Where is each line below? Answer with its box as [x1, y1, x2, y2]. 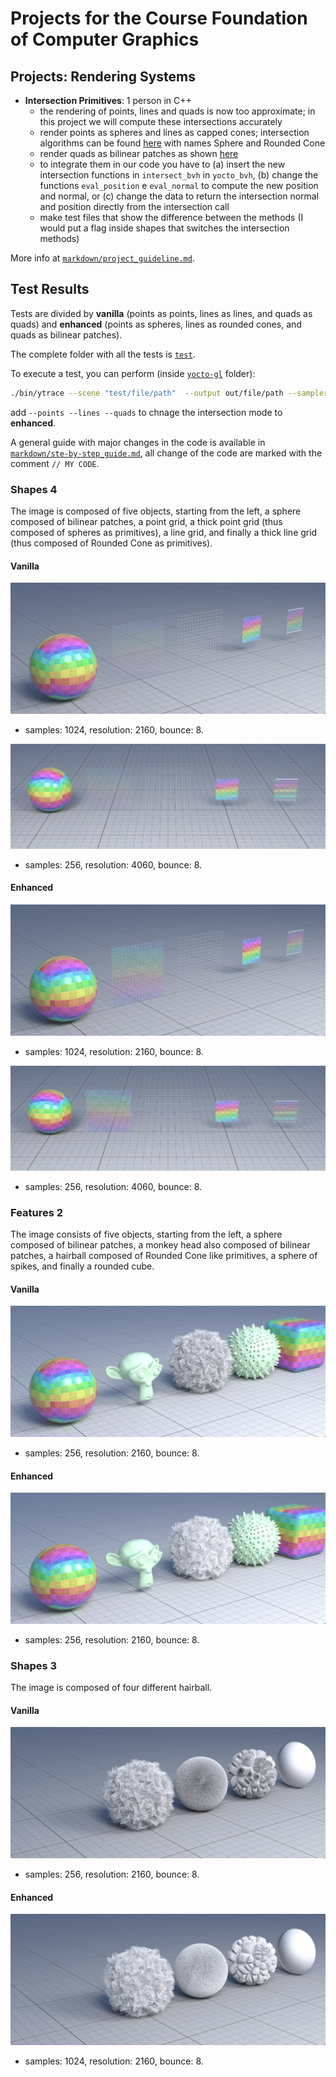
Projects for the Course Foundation [10, 7, 308, 30]
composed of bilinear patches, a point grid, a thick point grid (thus [10, 515, 283, 527]
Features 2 [10, 1205, 64, 1219]
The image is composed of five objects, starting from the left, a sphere [10, 505, 302, 517]
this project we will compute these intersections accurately [39, 116, 283, 127]
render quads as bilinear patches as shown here [39, 148, 239, 159]
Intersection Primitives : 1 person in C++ [24, 95, 192, 106]
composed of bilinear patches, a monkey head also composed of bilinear [10, 1239, 311, 1251]
